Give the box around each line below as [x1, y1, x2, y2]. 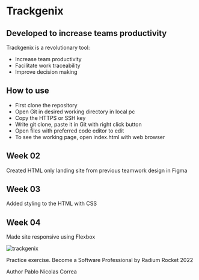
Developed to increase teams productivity [6, 28, 167, 38]
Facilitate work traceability [14, 62, 81, 69]
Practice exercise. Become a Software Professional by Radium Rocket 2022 [6, 257, 194, 264]
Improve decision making [14, 68, 78, 76]
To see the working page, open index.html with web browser [14, 133, 165, 140]
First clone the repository [14, 101, 78, 109]
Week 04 [6, 217, 41, 227]
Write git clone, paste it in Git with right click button [14, 121, 142, 128]
